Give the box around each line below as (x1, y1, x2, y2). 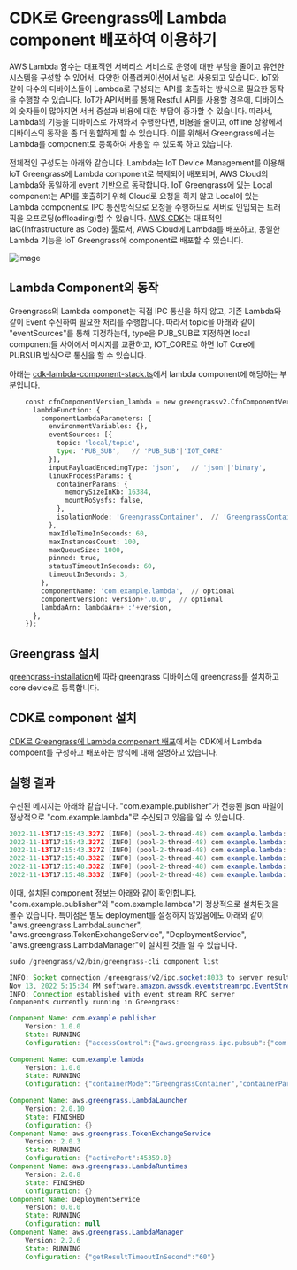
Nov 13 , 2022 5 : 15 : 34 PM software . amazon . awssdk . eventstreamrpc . (9, 981, 255, 990)
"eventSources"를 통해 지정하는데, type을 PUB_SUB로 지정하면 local (9, 327, 250, 338)
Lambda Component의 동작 (9, 281, 159, 296)
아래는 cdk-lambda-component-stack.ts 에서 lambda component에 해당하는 (9, 368, 278, 379)
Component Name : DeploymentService (9, 1195, 141, 1204)
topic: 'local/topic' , (56, 439, 141, 448)
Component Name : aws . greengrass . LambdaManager (9, 1228, 184, 1237)
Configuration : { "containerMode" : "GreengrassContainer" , (25, 1080, 240, 1089)
